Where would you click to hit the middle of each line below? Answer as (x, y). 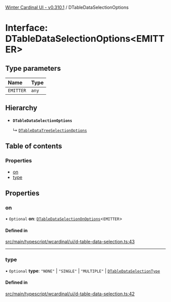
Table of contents (34, 146)
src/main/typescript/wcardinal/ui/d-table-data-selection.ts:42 (70, 294)
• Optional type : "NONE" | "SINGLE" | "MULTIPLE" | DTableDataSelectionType (83, 271)
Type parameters (33, 68)
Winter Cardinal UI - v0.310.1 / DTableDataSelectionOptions (67, 7)
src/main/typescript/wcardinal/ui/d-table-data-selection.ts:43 (70, 242)
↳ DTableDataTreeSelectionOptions (50, 130)
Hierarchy (21, 108)
